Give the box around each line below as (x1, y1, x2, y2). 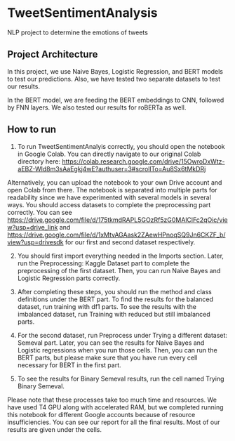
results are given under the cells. (7, 425, 102, 433)
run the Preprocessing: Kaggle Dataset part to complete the (17, 258, 190, 268)
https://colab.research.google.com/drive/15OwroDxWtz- (62, 157, 225, 166)
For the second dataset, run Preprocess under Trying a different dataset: (17, 331, 228, 339)
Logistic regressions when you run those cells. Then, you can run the (17, 345, 217, 354)
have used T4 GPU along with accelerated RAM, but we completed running (7, 402, 224, 412)
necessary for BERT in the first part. (17, 360, 121, 369)
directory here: (17, 157, 61, 166)
